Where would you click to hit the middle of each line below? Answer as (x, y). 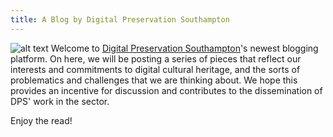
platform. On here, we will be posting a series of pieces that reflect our (156, 58)
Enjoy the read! (41, 120)
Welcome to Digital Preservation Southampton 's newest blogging (184, 48)
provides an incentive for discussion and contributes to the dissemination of (166, 90)
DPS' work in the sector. (60, 101)
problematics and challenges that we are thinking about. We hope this (154, 80)
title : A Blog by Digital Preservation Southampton (120, 19)
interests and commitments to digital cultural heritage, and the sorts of (155, 69)
